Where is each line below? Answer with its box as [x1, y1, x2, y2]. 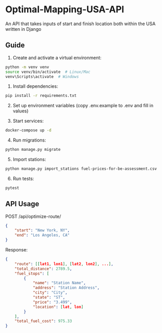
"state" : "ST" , [32, 295, 66, 300]
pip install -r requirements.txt [5, 93, 77, 99]
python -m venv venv [5, 64, 50, 70]
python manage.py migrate [5, 147, 60, 152]
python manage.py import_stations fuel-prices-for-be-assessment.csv [5, 166, 157, 171]
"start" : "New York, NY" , [14, 228, 70, 233]
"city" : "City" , [32, 290, 68, 296]
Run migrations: [12, 137, 46, 143]
